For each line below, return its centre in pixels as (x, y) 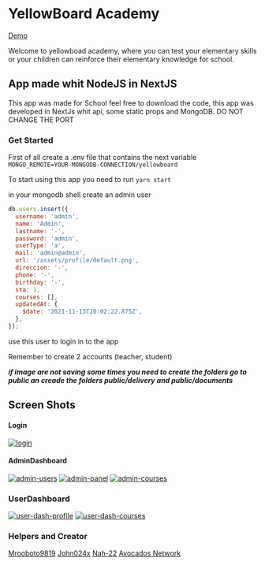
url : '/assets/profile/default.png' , (77, 261)
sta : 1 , (28, 290)
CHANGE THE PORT (41, 120)
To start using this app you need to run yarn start (90, 180)
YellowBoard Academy (84, 14)
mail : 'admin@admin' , (51, 253)
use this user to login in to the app (63, 341)
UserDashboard (39, 499)
